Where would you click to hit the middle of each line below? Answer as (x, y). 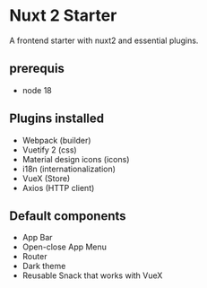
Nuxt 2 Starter (63, 16)
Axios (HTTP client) (58, 188)
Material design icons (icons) (76, 159)
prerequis (37, 69)
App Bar (37, 238)
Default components (68, 216)
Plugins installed (57, 119)
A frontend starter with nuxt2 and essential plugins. (104, 40)
